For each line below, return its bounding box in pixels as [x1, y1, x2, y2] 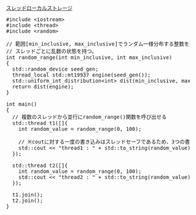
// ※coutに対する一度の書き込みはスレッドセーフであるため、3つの [18, 138, 185, 145]
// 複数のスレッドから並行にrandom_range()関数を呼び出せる [12, 114, 167, 120]
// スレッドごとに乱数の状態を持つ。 [6, 48, 97, 54]
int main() [6, 101, 37, 107]
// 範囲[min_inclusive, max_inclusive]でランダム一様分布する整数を [6, 41, 190, 47]
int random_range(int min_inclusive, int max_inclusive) [6, 54, 173, 61]
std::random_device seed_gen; [12, 66, 99, 72]
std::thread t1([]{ [12, 120, 68, 126]
